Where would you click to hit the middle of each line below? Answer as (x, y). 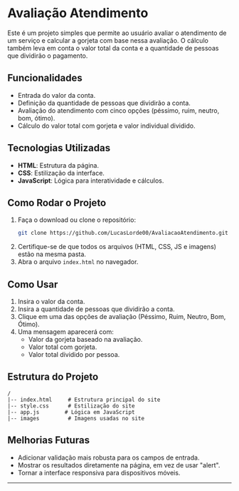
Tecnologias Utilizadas (59, 148)
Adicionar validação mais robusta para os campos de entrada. (108, 457)
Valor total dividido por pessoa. (74, 355)
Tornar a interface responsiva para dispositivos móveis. (99, 472)
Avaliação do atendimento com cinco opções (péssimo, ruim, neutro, (118, 110)
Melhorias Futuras (49, 440)
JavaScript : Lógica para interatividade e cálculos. (91, 181)
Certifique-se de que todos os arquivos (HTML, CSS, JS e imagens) (117, 247)
